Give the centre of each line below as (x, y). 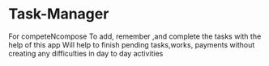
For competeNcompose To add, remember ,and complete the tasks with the (135, 36)
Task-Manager (59, 14)
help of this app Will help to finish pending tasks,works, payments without (132, 44)
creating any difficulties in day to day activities (86, 53)
